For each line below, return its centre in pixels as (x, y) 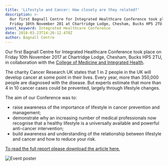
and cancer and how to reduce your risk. (54, 139)
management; (27, 112)
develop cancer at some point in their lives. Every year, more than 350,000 (82, 77)
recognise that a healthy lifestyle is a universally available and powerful (86, 123)
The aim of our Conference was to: (41, 97)
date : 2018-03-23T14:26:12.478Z (39, 33)
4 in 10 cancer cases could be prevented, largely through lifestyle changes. (83, 88)
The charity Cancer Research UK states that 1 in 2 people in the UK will (78, 72)
